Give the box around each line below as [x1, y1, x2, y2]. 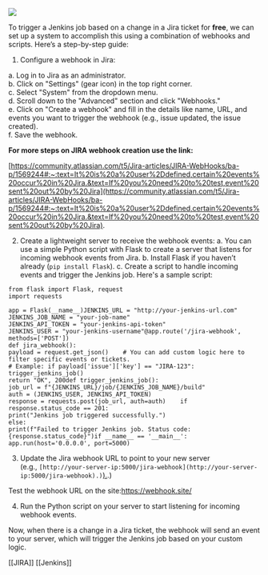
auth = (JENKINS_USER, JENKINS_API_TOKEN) [8, 390, 152, 398]
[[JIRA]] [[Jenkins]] [8, 558, 72, 567]
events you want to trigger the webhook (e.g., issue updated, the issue [8, 113, 242, 122]
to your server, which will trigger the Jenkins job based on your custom [8, 534, 243, 543]
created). [8, 122, 38, 131]
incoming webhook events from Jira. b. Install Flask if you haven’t [19, 253, 236, 262]
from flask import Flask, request [8, 286, 124, 293]
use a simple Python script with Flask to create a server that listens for [19, 245, 252, 254]
